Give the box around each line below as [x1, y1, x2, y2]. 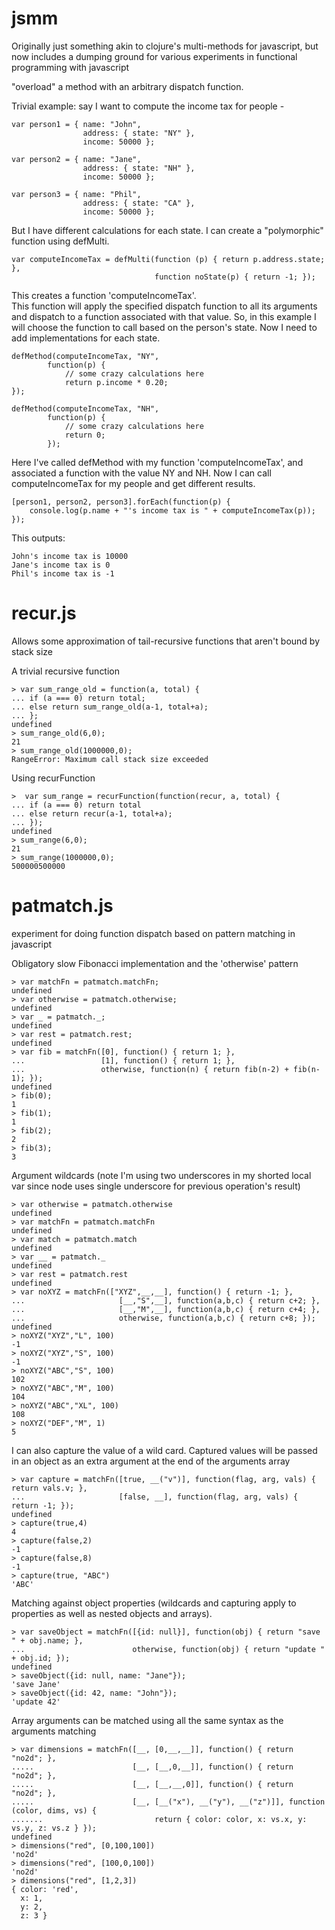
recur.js [11, 602, 77, 625]
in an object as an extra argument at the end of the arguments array [11, 1455, 291, 1467]
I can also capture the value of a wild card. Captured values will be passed [11, 1444, 318, 1456]
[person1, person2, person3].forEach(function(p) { [11, 497, 231, 507]
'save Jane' [11, 1679, 61, 1689]
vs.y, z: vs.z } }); [11, 1823, 98, 1833]
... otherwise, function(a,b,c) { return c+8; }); [11, 1313, 316, 1323]
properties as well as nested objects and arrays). [11, 1607, 213, 1619]
